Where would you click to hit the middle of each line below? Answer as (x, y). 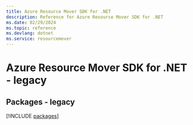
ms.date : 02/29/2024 (31, 22)
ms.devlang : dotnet (30, 33)
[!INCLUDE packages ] (32, 116)
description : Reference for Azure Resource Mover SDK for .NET (85, 17)
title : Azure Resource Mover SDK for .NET (58, 11)
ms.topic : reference (31, 28)
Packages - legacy (40, 102)
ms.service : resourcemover (39, 39)
